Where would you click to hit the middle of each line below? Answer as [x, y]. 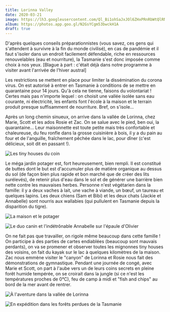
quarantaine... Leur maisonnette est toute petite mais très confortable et [80, 128]
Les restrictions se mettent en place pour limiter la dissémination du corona [84, 80]
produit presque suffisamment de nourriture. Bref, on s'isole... [70, 107]
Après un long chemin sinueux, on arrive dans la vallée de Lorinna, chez [80, 117]
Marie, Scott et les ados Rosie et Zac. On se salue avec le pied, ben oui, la [82, 122]
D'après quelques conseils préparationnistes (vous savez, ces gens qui [79, 43]
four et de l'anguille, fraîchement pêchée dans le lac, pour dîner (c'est [78, 138]
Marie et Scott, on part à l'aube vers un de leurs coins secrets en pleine [80, 268]
